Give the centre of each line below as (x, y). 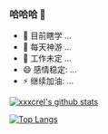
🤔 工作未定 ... (47, 58)
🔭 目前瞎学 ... (47, 36)
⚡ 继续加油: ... (48, 81)
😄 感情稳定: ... (49, 70)
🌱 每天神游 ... (47, 47)
